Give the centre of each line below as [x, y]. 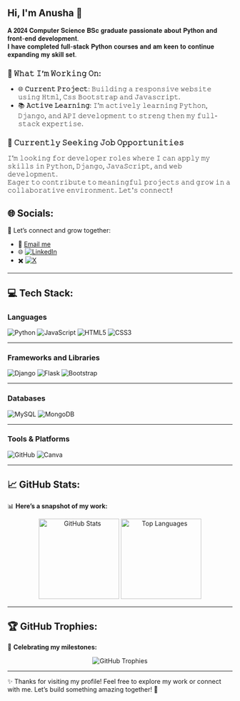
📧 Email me [34, 244]
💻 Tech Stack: [40, 293]
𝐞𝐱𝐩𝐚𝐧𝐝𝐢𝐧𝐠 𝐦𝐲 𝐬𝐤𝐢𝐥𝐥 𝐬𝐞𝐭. [42, 54]
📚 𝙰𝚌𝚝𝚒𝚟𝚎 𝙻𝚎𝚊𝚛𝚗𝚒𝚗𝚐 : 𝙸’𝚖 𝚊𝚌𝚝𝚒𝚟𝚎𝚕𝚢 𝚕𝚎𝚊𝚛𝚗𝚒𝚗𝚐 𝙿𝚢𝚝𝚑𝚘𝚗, [113, 106]
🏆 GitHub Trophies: [52, 626]
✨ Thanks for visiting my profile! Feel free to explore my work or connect [114, 682]
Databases [26, 398]
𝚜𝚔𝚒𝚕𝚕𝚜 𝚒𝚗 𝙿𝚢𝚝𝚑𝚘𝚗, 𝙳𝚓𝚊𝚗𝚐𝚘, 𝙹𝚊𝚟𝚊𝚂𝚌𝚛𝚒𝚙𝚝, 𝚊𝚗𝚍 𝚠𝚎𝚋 [95, 166]
